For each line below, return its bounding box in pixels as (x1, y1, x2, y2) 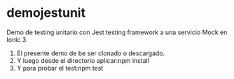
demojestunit (6, 5, 85, 21)
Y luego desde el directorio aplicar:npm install (16, 56, 150, 64)
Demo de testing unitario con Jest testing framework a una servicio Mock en (6, 28, 228, 36)
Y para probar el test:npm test (16, 64, 104, 72)
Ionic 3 (6, 35, 27, 43)
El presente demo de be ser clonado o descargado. (16, 49, 165, 57)
